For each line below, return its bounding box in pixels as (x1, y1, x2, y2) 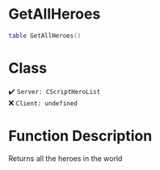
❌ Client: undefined (8, 98, 78, 108)
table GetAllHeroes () (8, 32, 82, 40)
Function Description (8, 126, 153, 145)
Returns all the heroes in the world (8, 153, 123, 163)
